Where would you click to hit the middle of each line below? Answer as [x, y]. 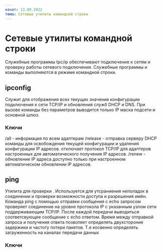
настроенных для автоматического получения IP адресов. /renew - [75, 154]
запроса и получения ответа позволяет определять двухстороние [74, 222]
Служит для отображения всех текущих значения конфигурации [72, 99]
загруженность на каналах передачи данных [52, 233]
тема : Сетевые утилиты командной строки [47, 14]
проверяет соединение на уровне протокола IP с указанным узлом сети [81, 207]
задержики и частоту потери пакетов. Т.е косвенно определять [71, 228]
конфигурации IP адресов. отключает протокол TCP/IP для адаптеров [78, 149]
